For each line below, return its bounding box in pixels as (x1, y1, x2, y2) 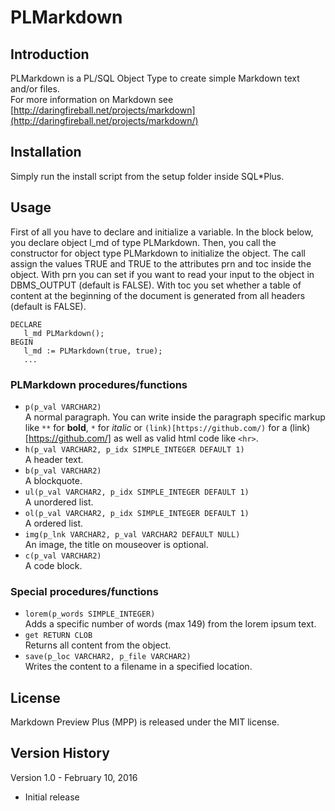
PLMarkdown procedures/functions (10, 377, 188, 391)
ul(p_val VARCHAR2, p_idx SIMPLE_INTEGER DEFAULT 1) (24, 487, 250, 497)
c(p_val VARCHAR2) (24, 551, 102, 561)
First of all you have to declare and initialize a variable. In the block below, (10, 226, 314, 238)
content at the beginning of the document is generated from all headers (10, 289, 306, 301)
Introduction (10, 46, 90, 63)
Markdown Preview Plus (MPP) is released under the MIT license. (10, 716, 280, 728)
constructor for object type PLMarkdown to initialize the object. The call (10, 247, 306, 259)
